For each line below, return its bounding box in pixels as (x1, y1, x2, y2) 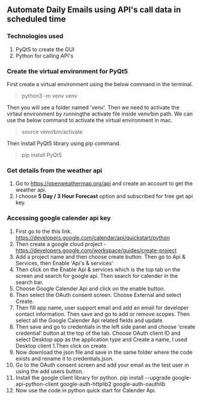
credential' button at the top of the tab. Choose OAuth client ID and (15, 329, 181, 337)
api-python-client (15, 380, 59, 387)
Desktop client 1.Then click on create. (15, 342, 108, 349)
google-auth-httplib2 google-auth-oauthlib (60, 380, 166, 387)
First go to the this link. (15, 228, 72, 235)
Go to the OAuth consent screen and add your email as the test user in (15, 361, 189, 368)
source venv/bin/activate (21, 128, 83, 135)
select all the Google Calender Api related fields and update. (15, 317, 164, 324)
